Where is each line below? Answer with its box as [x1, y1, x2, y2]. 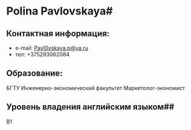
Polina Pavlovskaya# [6, 4, 113, 18]
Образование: [6, 68, 63, 79]
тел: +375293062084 [15, 51, 70, 58]
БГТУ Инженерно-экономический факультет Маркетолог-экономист [6, 84, 186, 91]
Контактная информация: [6, 28, 110, 39]
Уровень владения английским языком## [6, 102, 175, 112]
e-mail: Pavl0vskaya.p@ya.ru [15, 44, 89, 51]
